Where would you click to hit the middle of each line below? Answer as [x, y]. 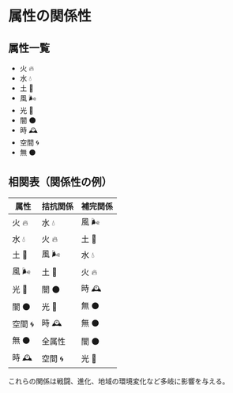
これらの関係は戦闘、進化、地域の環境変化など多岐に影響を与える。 [119, 381]
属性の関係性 [50, 16]
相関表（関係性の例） [60, 182]
